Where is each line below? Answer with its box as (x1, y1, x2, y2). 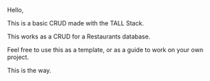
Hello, (7, 6, 24, 14)
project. (7, 53, 30, 61)
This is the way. (7, 67, 52, 74)
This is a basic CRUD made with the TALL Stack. (7, 19, 145, 27)
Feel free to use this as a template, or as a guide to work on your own (7, 46, 204, 54)
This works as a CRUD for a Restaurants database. (7, 32, 151, 40)
